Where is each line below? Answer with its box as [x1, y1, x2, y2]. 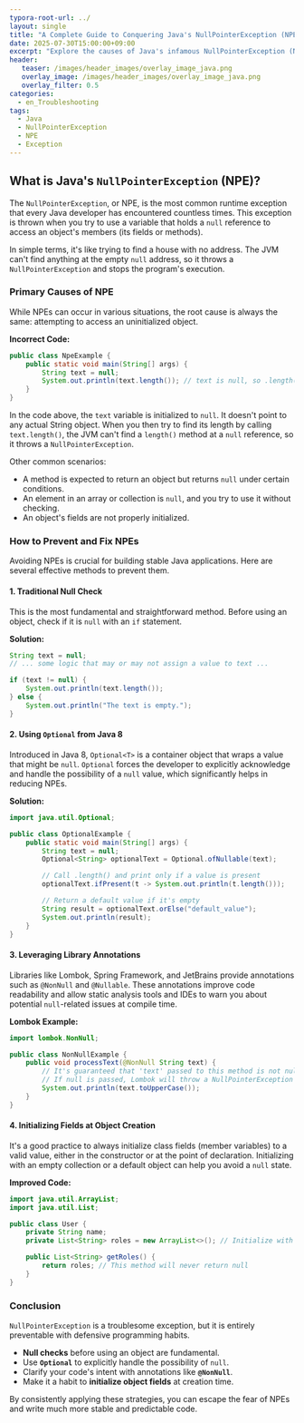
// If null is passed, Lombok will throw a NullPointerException [42, 1076, 294, 1085]
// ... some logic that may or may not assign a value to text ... [9, 659, 270, 668]
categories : [9, 89, 54, 98]
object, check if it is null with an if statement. [9, 616, 183, 627]
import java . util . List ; [9, 1203, 100, 1212]
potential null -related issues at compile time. [9, 999, 178, 1009]
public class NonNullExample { [9, 1049, 128, 1059]
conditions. [22, 483, 65, 494]
